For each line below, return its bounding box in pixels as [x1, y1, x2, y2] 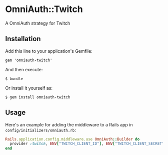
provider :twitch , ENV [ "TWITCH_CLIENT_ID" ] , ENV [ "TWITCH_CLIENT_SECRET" [9, 141, 164, 146]
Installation [5, 35, 41, 43]
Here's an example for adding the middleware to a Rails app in [5, 121, 133, 127]
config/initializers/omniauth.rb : [5, 127, 76, 133]
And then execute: [5, 66, 43, 72]
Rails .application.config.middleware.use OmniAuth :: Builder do [5, 136, 140, 141]
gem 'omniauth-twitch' [5, 58, 52, 63]
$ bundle [5, 76, 23, 81]
